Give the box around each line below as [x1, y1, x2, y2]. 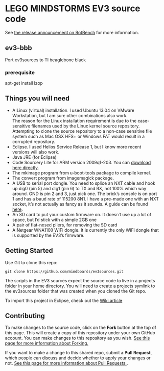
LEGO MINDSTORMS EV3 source [5, 3, 141, 14]
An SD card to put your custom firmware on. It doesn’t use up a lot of [12, 211, 152, 217]
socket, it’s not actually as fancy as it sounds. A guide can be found [12, 201, 148, 207]
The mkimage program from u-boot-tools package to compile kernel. [12, 170, 151, 175]
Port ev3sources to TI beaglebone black [5, 57, 86, 63]
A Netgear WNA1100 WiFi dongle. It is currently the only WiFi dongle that [12, 227, 159, 233]
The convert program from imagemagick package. [12, 175, 114, 181]
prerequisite [5, 69, 35, 76]
